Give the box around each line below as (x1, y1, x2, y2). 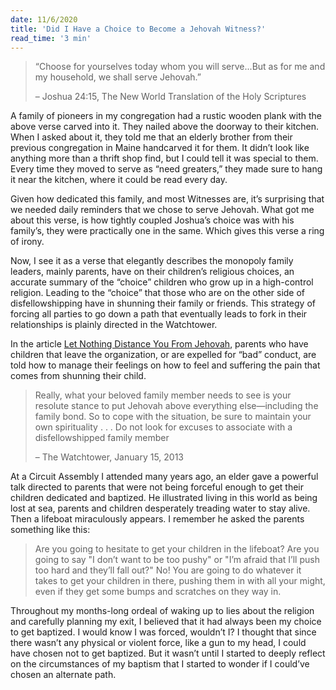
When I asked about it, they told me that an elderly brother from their (10, 131, 293, 143)
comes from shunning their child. (10, 370, 147, 382)
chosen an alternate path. (10, 669, 117, 681)
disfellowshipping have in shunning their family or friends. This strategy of (10, 297, 316, 310)
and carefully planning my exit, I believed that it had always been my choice (10, 616, 322, 628)
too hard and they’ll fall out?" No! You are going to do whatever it (34, 564, 302, 576)
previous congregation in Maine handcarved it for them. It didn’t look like (10, 142, 310, 154)
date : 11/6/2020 (10, 14, 78, 25)
